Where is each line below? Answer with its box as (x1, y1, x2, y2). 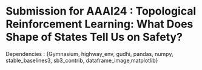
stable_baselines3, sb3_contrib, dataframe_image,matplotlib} (5, 57, 158, 64)
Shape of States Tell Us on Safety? (5, 30, 183, 44)
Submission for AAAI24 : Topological (5, 4, 197, 18)
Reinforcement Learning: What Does (5, 17, 194, 31)
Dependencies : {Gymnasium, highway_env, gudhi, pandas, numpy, (5, 50, 173, 57)
